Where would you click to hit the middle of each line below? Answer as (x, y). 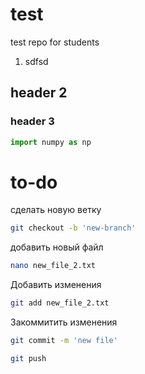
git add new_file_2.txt (60, 303)
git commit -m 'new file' (64, 341)
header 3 (32, 121)
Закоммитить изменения (64, 322)
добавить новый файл (57, 247)
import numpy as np (51, 142)
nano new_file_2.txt (53, 266)
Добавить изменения (56, 285)
